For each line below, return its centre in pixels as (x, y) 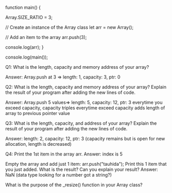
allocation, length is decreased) (38, 144)
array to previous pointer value (38, 113)
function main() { (23, 7)
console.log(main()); (27, 57)
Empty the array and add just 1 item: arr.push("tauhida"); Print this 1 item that (86, 164)
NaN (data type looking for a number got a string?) (59, 175)
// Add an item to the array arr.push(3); (46, 37)
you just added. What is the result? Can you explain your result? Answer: (82, 169)
